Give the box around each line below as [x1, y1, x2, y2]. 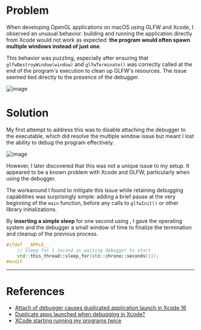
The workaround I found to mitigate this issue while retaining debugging [6, 186, 184, 194]
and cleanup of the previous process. [6, 230, 99, 237]
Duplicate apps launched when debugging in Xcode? [14, 311, 145, 318]
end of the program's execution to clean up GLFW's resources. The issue [6, 67, 187, 74]
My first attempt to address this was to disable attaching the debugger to [6, 126, 186, 133]
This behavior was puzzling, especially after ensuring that [6, 54, 148, 61]
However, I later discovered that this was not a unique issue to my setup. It [6, 162, 190, 169]
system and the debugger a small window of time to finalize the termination [6, 224, 192, 231]
